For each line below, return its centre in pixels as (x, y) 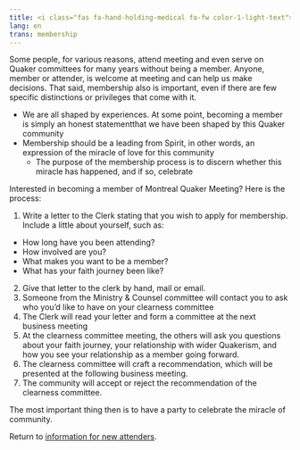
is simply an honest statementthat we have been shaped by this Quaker (154, 124)
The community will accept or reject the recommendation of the (139, 383)
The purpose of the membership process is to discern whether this (158, 162)
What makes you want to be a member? (95, 262)
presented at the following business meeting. (105, 374)
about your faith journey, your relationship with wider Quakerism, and (149, 346)
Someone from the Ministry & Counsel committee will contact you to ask (155, 298)
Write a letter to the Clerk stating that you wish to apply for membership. (155, 216)
